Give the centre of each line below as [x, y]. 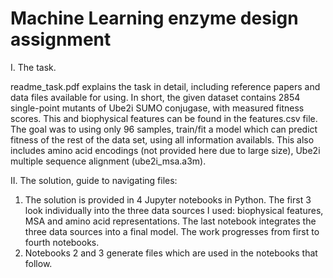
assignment [61, 39]
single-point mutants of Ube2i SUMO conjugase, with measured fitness [157, 108]
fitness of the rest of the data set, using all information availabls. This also [162, 139]
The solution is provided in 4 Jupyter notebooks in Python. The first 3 [168, 199]
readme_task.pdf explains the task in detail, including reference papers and [165, 86]
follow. [38, 263]
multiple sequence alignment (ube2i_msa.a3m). [108, 161]
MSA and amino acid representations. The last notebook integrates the [170, 221]
